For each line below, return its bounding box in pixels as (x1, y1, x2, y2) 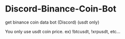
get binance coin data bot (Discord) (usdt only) (5, 19, 100, 25)
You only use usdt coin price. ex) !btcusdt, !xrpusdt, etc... (5, 28, 121, 34)
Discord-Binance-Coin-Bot (5, 3, 117, 14)
